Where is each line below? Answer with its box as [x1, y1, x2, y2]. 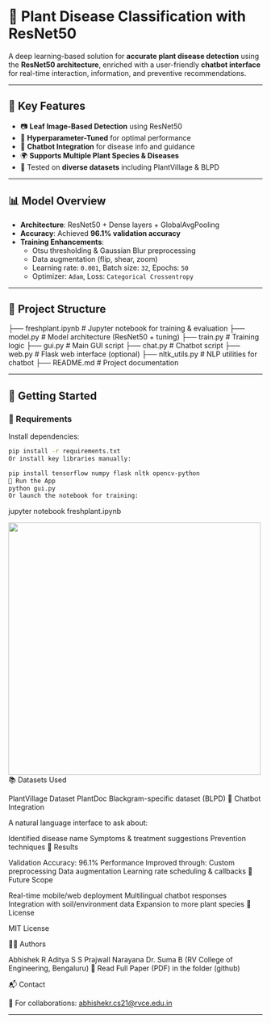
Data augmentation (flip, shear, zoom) [31, 254, 159, 263]
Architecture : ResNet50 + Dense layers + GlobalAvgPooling [19, 220, 220, 229]
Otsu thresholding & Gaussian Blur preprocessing [31, 246, 196, 255]
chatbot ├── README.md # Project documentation [8, 358, 179, 368]
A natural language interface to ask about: [8, 818, 148, 827]
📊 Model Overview [8, 194, 106, 208]
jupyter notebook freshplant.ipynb [8, 507, 122, 516]
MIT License [8, 924, 50, 933]
